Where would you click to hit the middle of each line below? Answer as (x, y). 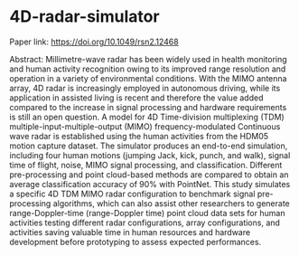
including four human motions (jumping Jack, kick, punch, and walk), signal (150, 155)
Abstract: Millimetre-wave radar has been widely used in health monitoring (148, 59)
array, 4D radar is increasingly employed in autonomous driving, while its (145, 88)
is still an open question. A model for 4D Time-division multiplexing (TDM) (147, 117)
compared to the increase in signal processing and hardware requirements (148, 107)
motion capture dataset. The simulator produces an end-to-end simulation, (149, 146)
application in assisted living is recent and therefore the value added (136, 98)
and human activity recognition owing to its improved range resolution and (148, 69)
